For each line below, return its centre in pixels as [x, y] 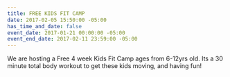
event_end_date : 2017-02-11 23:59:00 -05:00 [72, 39]
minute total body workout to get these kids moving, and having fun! [105, 66]
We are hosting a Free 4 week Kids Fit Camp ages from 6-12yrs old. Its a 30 [115, 58]
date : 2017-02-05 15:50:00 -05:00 [57, 20]
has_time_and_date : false [44, 26]
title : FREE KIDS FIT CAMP [46, 13]
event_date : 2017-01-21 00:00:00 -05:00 [67, 33]
